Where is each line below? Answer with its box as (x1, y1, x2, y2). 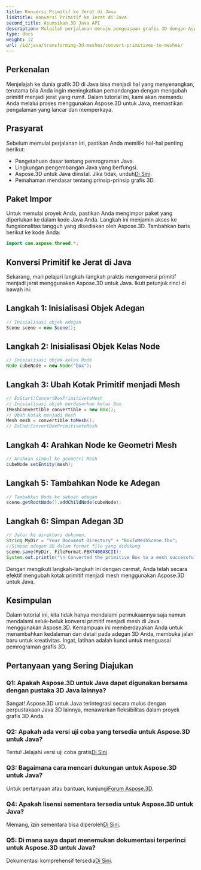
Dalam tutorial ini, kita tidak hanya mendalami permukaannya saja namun (6, 611, 185, 618)
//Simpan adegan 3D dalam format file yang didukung (6, 543, 141, 549)
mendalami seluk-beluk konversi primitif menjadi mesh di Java (6, 618, 160, 625)
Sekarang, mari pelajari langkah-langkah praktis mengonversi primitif (6, 273, 176, 280)
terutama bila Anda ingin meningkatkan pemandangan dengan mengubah (6, 86, 187, 94)
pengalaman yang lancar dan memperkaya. (6, 106, 113, 113)
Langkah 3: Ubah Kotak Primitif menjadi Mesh (6, 379, 181, 390)
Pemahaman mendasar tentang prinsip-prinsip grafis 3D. (14, 177, 156, 184)
